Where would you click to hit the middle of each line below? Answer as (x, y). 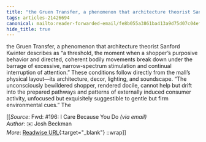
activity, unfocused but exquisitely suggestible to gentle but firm (87, 99)
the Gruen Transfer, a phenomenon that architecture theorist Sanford (93, 47)
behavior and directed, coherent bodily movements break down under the (100, 59)
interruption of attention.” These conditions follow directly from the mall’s (98, 73)
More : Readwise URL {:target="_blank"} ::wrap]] (67, 133)
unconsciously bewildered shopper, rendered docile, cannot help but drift (99, 86)
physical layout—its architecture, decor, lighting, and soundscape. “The (97, 79)
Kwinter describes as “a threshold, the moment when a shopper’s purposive (102, 53)
